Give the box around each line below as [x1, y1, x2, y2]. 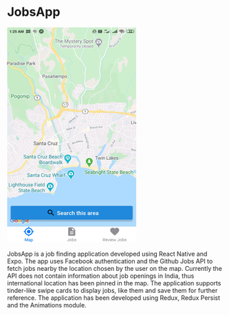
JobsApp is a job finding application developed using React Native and [7, 250, 208, 258]
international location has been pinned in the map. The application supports [7, 278, 221, 287]
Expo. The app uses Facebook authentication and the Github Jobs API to [7, 256, 213, 265]
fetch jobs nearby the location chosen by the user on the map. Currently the [7, 264, 222, 272]
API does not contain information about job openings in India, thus [7, 272, 195, 280]
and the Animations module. [7, 301, 87, 309]
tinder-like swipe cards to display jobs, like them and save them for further [7, 286, 218, 294]
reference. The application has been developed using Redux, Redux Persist [7, 294, 221, 302]
